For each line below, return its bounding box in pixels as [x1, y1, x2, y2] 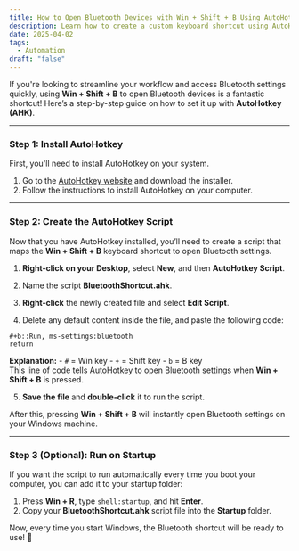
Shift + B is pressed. [9, 374, 85, 384]
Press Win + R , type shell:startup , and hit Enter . [21, 496, 204, 506]
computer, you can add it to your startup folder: [9, 478, 183, 489]
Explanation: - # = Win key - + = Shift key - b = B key [9, 355, 203, 366]
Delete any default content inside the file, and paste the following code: [21, 314, 285, 325]
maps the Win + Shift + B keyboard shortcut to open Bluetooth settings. [9, 245, 272, 256]
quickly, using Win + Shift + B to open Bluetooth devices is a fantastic [9, 88, 265, 99]
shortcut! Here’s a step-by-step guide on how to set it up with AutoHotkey [9, 98, 282, 108]
